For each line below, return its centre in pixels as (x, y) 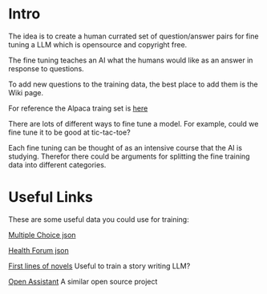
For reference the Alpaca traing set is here (78, 108)
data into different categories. (57, 164)
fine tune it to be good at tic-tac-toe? (69, 132)
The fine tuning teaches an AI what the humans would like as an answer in (131, 60)
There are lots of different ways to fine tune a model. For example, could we (133, 123)
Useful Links (51, 197)
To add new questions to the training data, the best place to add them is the (133, 84)
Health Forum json (39, 250)
